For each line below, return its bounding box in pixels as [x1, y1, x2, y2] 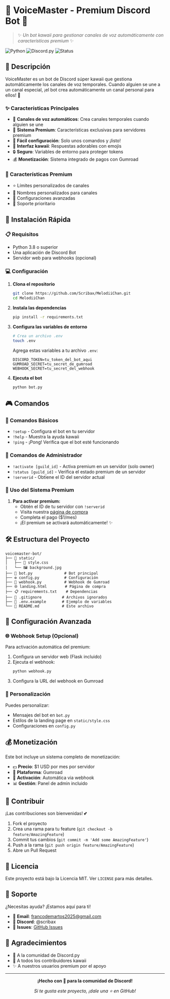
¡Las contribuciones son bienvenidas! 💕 [5, 810, 87, 816]
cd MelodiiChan [12, 296, 45, 301]
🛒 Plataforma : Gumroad [12, 769, 63, 776]
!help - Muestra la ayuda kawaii [12, 434, 79, 440]
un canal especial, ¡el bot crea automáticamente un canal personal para [5, 86, 154, 93]
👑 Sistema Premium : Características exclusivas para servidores [12, 127, 146, 133]
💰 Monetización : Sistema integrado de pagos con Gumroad [12, 156, 139, 162]
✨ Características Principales [5, 105, 79, 112]
